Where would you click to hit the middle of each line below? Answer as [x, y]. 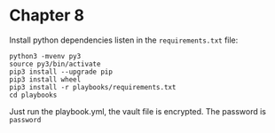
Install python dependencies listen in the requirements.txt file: [124, 40]
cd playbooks [33, 95]
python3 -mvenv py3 [45, 56]
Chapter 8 [47, 16]
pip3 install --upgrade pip [61, 72]
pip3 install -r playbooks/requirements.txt [93, 87]
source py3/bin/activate [55, 64]
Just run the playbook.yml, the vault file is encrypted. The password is [138, 111]
